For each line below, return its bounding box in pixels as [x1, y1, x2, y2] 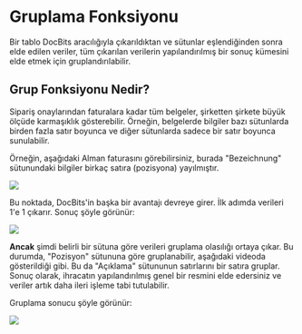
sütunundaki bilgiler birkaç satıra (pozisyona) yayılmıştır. [9, 162, 219, 173]
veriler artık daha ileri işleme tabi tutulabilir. [9, 280, 170, 290]
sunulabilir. [9, 134, 50, 146]
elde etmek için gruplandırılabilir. [9, 55, 132, 66]
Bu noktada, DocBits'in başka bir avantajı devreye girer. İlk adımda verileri [9, 197, 284, 208]
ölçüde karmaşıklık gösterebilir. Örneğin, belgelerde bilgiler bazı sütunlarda [9, 115, 289, 126]
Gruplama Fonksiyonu [9, 6, 179, 27]
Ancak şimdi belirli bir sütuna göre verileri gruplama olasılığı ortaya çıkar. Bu [9, 241, 294, 251]
